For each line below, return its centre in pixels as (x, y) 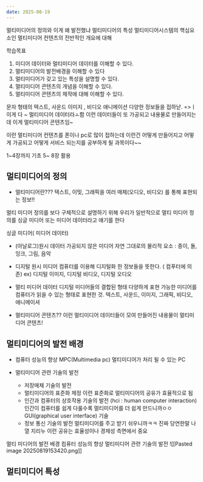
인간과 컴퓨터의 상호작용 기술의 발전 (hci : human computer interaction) (111, 401)
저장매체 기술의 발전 (48, 385)
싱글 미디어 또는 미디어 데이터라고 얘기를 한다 (71, 220)
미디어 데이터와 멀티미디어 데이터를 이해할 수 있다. (74, 63)
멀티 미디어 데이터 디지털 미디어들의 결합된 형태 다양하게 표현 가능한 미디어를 (106, 287)
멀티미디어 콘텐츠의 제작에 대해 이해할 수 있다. (70, 94)
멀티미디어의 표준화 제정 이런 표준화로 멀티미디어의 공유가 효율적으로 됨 (108, 393)
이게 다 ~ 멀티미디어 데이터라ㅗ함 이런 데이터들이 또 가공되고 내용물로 (88, 114)
